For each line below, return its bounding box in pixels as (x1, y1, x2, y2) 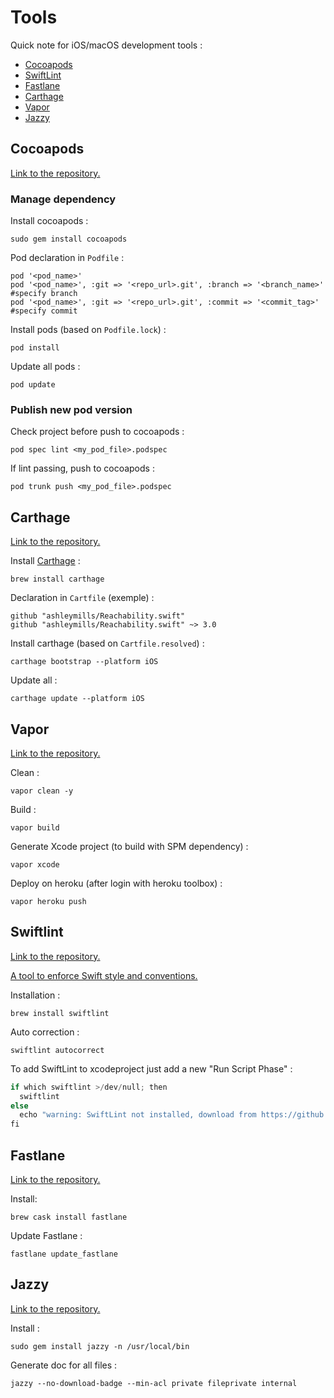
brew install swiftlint (10, 1008, 110, 1018)
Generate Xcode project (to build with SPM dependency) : (10, 840, 249, 852)
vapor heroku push (10, 896, 87, 906)
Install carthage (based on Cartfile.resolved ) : (10, 637, 205, 650)
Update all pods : (10, 361, 81, 373)
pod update (10, 380, 56, 390)
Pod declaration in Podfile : (10, 252, 125, 264)
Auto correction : (10, 1026, 80, 1038)
